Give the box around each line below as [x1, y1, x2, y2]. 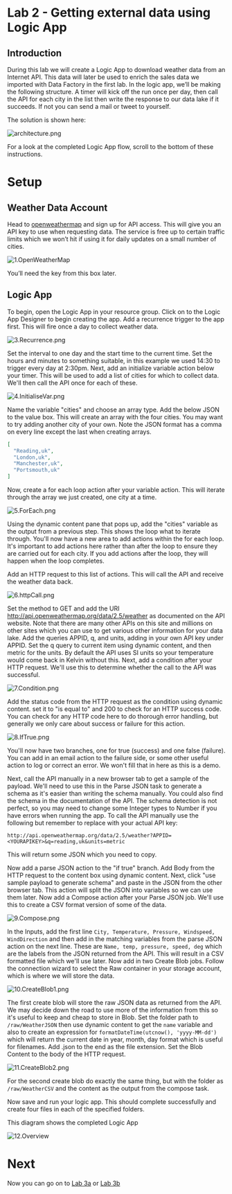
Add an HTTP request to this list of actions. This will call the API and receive [7, 570, 224, 579]
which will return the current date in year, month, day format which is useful [7, 1035, 223, 1044]
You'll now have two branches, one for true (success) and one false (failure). [7, 746, 226, 755]
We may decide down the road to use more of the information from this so [7, 1006, 218, 1015]
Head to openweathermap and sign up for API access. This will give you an [7, 220, 222, 228]
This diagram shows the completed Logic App [7, 1118, 139, 1127]
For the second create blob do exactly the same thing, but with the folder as [7, 1077, 224, 1085]
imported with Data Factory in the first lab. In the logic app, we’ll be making [7, 80, 222, 88]
